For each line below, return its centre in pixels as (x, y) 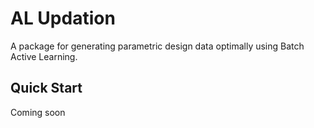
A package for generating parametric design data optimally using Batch (157, 46)
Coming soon (38, 112)
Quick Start (46, 88)
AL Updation (63, 18)
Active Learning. (44, 56)
